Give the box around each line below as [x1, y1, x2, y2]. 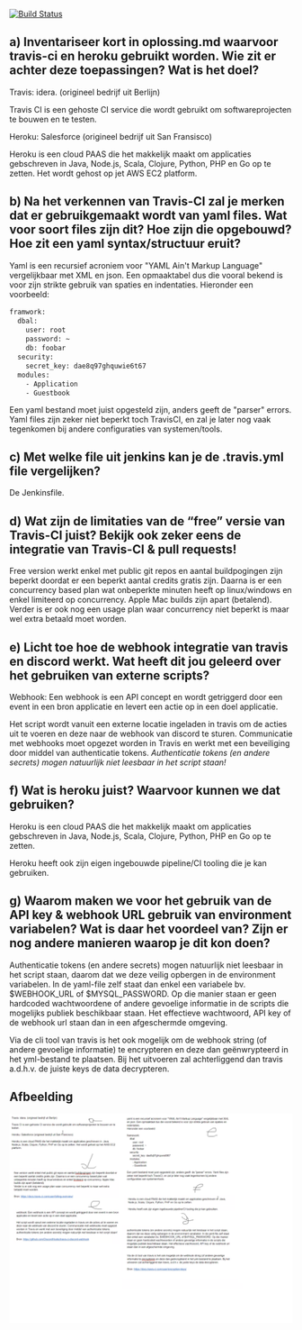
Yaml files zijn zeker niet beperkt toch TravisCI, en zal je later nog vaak [9, 414, 271, 424]
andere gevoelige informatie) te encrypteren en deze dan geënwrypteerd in [9, 1043, 289, 1054]
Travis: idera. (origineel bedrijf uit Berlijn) [9, 87, 161, 97]
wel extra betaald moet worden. [9, 614, 128, 624]
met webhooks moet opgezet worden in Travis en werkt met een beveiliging [9, 738, 290, 749]
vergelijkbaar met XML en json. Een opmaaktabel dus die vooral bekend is [9, 269, 283, 280]
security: [17, 352, 54, 361]
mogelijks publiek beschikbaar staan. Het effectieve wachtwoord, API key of [9, 1007, 291, 1018]
